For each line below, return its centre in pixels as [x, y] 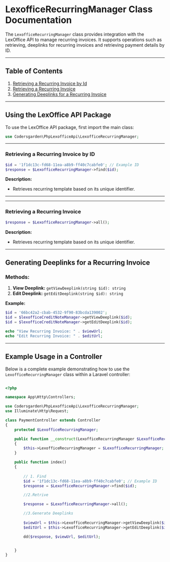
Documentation [39, 20]
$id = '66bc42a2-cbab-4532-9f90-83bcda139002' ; [56, 313]
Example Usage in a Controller [54, 357]
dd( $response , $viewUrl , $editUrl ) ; [62, 537]
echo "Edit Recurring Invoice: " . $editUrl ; [54, 336]
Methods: [17, 277]
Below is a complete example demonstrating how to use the [68, 369]
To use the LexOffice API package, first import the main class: [70, 127]
